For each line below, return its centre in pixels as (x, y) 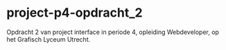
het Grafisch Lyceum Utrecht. (49, 39)
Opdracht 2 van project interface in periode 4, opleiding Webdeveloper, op (113, 32)
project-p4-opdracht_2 (75, 13)
